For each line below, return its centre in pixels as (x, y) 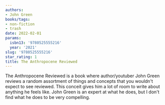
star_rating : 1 (21, 57)
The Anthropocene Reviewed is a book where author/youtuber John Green (82, 76)
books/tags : (18, 19)
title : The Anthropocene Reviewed (42, 62)
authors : (14, 10)
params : (13, 38)
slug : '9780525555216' (29, 52)
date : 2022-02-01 (23, 33)
